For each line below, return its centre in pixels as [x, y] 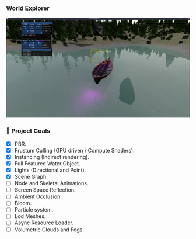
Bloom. [23, 203]
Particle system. [34, 210]
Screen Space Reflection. [45, 190]
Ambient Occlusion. [38, 196]
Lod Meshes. [30, 216]
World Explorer [28, 8]
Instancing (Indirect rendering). [52, 157]
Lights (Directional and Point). [50, 170]
